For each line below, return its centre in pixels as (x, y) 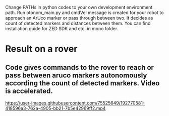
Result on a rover (41, 49)
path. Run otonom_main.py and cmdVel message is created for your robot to (84, 13)
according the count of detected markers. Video (82, 83)
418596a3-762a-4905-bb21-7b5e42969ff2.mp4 (55, 108)
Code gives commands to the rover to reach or (79, 67)
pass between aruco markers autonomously (76, 75)
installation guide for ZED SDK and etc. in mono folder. (62, 29)
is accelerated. (29, 91)
